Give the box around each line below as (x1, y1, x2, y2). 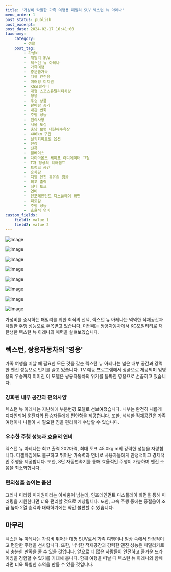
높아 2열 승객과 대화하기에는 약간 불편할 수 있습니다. (10, 504, 114, 510)
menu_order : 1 (5, 12, 36, 17)
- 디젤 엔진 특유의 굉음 (23, 174, 69, 180)
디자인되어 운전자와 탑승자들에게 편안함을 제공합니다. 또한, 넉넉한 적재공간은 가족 (5, 412, 166, 419)
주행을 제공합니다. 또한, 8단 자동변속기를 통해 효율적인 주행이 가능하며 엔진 (10, 459, 159, 465)
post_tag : (14, 46, 36, 51)
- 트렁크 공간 (23, 165, 51, 170)
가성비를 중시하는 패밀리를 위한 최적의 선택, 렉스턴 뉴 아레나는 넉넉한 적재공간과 (5, 317, 163, 322)
